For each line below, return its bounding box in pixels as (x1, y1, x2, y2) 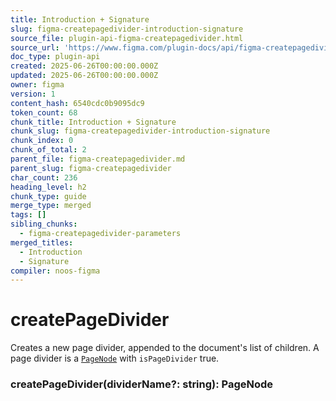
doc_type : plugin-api (10, 52, 101, 62)
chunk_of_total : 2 (10, 145, 87, 155)
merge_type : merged (10, 201, 92, 211)
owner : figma (10, 80, 65, 90)
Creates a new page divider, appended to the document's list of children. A (10, 342, 320, 354)
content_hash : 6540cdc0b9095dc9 (10, 98, 145, 108)
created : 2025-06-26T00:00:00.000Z (10, 61, 159, 71)
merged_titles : (10, 237, 74, 248)
